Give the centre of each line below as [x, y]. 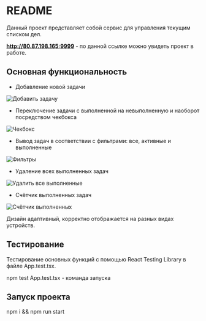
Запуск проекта [38, 297]
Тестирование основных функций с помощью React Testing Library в [96, 259]
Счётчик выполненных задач [53, 195]
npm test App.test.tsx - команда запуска [59, 277]
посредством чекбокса [46, 117]
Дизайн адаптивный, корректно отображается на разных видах [90, 219]
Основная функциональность [67, 72]
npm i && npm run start [36, 312]
